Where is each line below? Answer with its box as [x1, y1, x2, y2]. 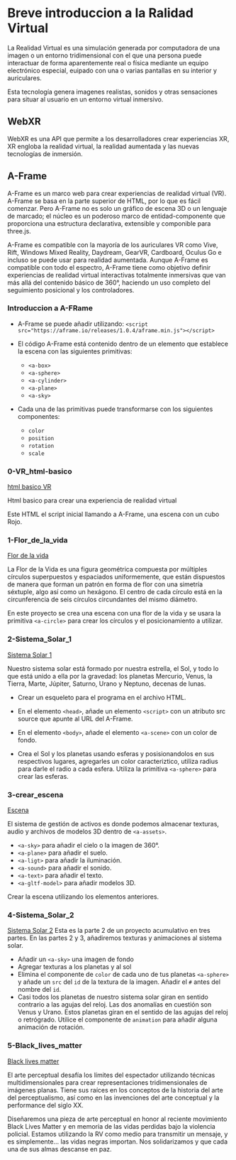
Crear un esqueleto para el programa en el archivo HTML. [17, 693, 186, 701]
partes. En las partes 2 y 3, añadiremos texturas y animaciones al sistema [7, 934, 222, 942]
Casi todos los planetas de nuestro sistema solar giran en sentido [17, 992, 209, 1002]
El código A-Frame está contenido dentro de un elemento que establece [17, 339, 229, 348]
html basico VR [7, 483, 52, 491]
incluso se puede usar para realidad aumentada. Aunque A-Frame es [7, 256, 208, 264]
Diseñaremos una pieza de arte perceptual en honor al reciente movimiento [7, 1115, 227, 1123]
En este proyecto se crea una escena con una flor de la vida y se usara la [7, 609, 221, 618]
